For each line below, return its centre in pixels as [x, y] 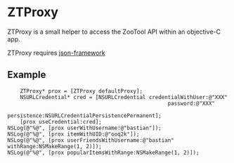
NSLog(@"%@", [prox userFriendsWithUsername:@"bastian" [91, 140]
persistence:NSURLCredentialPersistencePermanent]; [84, 116]
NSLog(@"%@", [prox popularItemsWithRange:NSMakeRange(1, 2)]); [103, 152]
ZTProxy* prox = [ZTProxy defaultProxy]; [81, 91]
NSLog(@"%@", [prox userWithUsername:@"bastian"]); [84, 128]
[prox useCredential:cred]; [61, 122]
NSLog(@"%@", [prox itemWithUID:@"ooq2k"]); [73, 134]
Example [27, 75]
